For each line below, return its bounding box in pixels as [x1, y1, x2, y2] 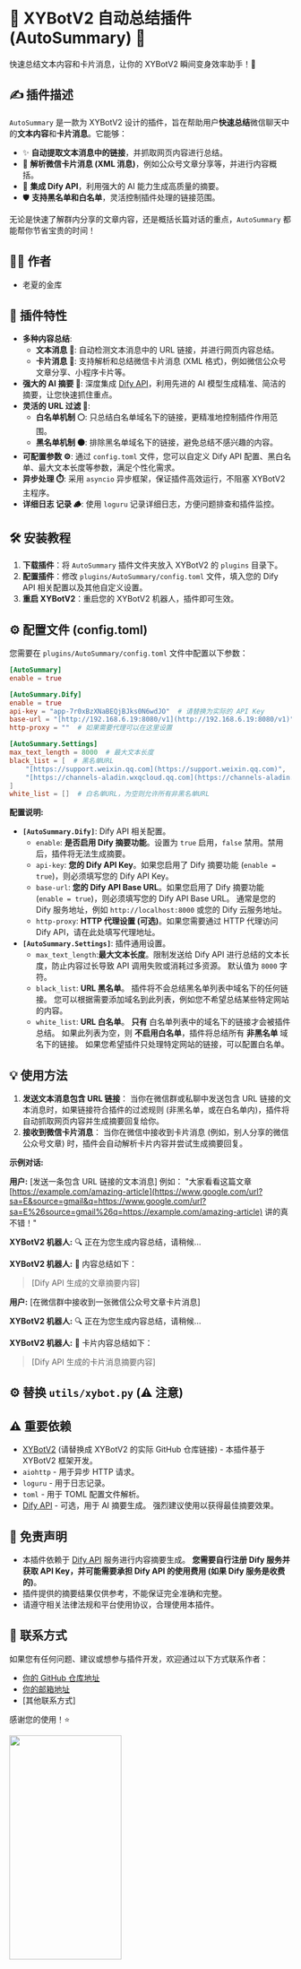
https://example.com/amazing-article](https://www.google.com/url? [12, 1186, 263, 1197]
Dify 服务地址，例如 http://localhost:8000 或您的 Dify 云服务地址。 [35, 905, 287, 915]
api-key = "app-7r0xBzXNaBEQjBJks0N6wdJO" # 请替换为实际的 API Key [9, 707, 265, 716]
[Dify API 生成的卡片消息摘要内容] [30, 1357, 156, 1367]
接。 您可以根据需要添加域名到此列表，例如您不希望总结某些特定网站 [35, 994, 289, 1005]
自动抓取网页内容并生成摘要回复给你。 [21, 1115, 164, 1126]
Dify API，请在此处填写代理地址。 [35, 927, 160, 938]
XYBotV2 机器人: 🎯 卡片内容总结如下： [9, 1338, 153, 1349]
